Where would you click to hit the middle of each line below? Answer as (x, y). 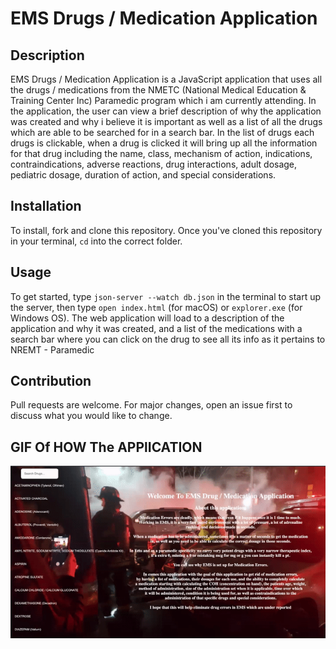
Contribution (51, 381)
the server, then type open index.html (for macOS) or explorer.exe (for (156, 307)
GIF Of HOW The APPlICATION (106, 447)
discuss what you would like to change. (91, 416)
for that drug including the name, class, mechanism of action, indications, (161, 153)
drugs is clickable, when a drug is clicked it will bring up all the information (164, 143)
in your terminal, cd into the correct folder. (96, 241)
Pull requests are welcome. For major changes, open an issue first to (151, 405)
